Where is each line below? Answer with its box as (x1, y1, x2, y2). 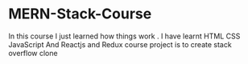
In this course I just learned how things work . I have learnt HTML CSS (8, 31, 241, 41)
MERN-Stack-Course (8, 5, 152, 23)
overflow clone (8, 48, 58, 58)
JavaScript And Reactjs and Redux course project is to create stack (8, 39, 232, 49)
